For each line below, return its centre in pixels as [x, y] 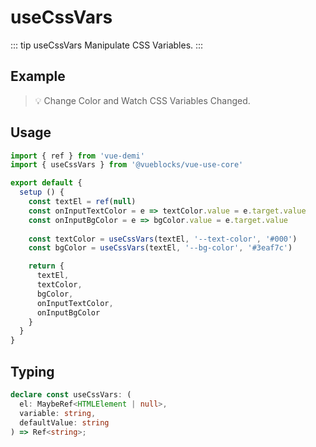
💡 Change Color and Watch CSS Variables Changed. [142, 100]
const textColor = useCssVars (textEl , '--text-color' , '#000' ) [163, 239]
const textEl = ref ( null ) [82, 202]
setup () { [42, 192]
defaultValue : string [64, 422]
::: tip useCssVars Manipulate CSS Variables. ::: [107, 45]
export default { [46, 183]
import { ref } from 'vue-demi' [77, 156]
